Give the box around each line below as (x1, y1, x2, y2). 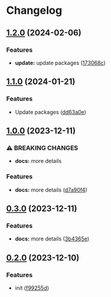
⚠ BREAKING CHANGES (6, 144, 79, 152)
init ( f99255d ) (14, 284, 49, 292)
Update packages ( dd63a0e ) (14, 108, 87, 115)
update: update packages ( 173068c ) (14, 59, 106, 66)
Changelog (6, 4, 62, 17)
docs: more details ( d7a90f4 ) (14, 186, 88, 193)
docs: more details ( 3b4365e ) (14, 235, 90, 242)
